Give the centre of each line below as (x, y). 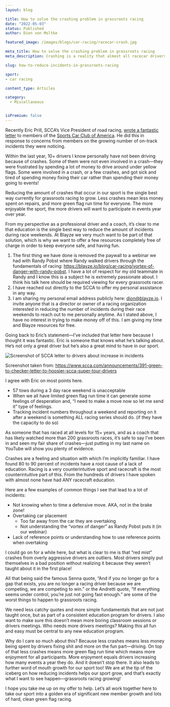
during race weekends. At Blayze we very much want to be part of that (79, 235)
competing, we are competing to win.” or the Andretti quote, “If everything (82, 589)
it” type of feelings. (32, 406)
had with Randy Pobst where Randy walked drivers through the (78, 261)
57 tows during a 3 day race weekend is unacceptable (69, 390)
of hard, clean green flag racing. (39, 699)
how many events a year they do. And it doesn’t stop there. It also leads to (82, 662)
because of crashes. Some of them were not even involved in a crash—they (84, 161)
